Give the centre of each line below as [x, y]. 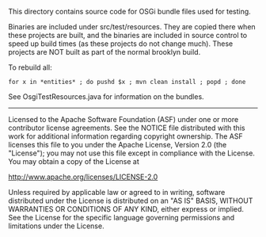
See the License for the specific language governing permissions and [122, 218]
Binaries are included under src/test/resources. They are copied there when [132, 27]
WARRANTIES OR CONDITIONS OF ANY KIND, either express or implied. [126, 209]
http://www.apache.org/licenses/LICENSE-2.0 [83, 177]
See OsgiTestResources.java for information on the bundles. [106, 97]
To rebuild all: [30, 67]
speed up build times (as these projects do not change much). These [121, 44]
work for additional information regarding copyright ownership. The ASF [125, 136]
